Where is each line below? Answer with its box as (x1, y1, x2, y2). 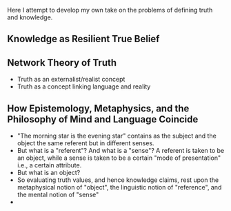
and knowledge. (7, 13, 53, 21)
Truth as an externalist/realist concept (17, 75, 125, 84)
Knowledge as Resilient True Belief (7, 33, 160, 45)
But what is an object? (17, 169, 81, 177)
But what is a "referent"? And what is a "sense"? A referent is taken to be (17, 147, 225, 155)
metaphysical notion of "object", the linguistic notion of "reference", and (17, 183, 222, 192)
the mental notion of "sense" (17, 190, 99, 199)
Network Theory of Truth (7, 57, 117, 68)
